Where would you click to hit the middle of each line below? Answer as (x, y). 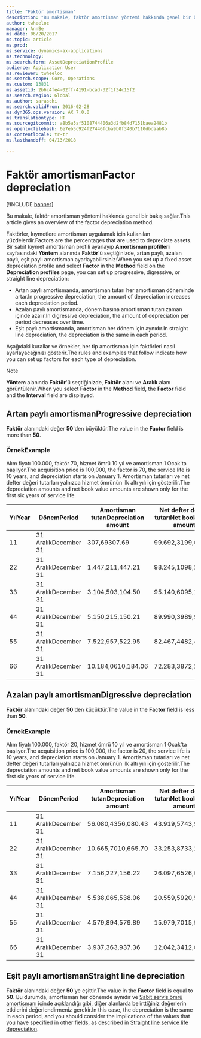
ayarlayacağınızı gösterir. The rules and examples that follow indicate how (97, 353)
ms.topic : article (29, 40)
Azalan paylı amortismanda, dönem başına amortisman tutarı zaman (98, 309)
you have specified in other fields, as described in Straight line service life (97, 1022)
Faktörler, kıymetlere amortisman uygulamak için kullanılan (78, 234)
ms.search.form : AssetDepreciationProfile (60, 62)
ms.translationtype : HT (36, 118)
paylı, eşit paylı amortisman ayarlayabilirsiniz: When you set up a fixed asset (99, 259)
